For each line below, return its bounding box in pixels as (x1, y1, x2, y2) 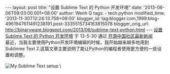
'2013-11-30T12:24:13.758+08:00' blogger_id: (5, 16, 100, 21)
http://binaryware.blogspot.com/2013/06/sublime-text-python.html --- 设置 (5, 27, 163, 33)
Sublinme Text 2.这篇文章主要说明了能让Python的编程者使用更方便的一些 (5, 46, 157, 51)
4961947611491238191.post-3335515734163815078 (5, 21, 113, 27)
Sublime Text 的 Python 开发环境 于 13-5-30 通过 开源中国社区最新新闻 (5, 33, 153, 39)
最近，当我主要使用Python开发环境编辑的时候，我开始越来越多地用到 (5, 39, 149, 45)
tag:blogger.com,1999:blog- (101, 16, 160, 21)
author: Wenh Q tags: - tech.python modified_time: (59, 10, 165, 16)
